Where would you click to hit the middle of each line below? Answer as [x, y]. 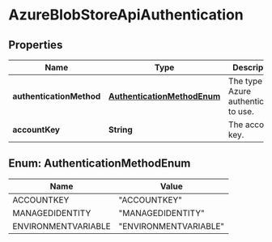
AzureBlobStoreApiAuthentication [126, 15]
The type [245, 81]
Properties [36, 45]
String [121, 129]
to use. [241, 111]
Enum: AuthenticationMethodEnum [100, 163]
